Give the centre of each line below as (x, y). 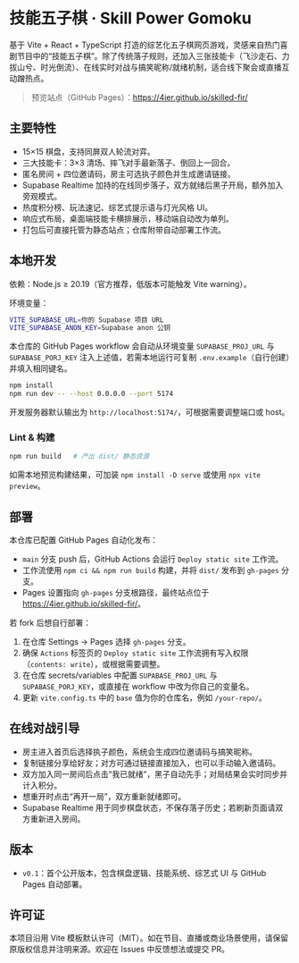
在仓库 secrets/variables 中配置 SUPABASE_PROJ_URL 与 (120, 675)
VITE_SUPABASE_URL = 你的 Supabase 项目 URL (87, 320)
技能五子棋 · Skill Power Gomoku (131, 18)
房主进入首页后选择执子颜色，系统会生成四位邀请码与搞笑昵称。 (139, 751)
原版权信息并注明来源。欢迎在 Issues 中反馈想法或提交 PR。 (120, 950)
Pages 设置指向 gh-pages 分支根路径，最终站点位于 (116, 593)
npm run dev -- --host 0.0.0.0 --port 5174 (91, 394)
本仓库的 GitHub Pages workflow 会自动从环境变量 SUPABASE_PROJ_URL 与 (142, 346)
